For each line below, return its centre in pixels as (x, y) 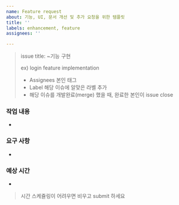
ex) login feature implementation (60, 68)
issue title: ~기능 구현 (46, 56)
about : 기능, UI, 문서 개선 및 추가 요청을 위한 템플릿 (66, 17)
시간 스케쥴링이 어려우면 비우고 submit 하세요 (73, 196)
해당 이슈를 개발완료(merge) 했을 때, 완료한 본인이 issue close (101, 95)
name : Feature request (34, 11)
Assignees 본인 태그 (53, 80)
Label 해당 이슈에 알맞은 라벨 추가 (68, 87)
